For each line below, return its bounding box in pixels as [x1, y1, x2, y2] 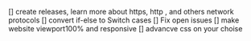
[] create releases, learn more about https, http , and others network [8, 7, 235, 16]
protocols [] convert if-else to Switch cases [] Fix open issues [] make [8, 15, 240, 25]
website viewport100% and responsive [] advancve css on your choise [8, 24, 243, 33]
